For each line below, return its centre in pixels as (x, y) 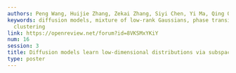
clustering (29, 26)
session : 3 (23, 46)
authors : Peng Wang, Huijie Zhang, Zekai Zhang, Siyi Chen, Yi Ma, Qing (116, 14)
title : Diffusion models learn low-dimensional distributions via (106, 53)
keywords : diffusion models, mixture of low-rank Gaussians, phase (108, 20)
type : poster (26, 59)
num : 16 (19, 40)
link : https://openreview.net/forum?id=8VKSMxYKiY (83, 33)
